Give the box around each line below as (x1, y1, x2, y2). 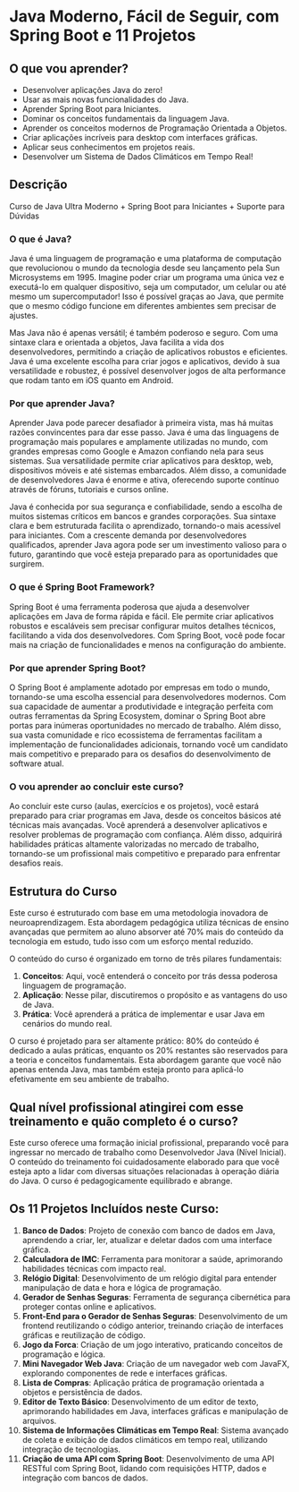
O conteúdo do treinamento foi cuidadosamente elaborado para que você (9, 1156, 279, 1167)
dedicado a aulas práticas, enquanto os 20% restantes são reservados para (9, 1045, 288, 1056)
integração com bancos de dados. (21, 1472, 149, 1483)
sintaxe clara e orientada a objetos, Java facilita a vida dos (9, 337, 225, 348)
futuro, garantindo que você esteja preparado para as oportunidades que (9, 549, 278, 560)
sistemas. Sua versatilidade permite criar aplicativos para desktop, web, (9, 456, 274, 466)
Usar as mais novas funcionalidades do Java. (21, 94, 189, 105)
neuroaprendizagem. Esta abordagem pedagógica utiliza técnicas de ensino (9, 917, 289, 928)
